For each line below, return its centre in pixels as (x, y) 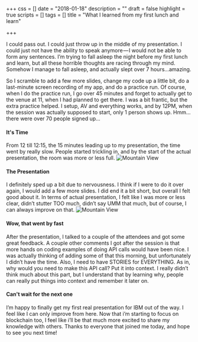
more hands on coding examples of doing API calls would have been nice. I (98, 249)
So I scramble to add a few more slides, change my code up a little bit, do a (98, 81)
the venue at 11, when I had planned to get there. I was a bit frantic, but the (97, 100)
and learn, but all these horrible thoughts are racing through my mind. (91, 63)
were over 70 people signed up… (60, 119)
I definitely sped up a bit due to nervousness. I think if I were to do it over (95, 185)
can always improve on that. (40, 210)
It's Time (17, 132)
